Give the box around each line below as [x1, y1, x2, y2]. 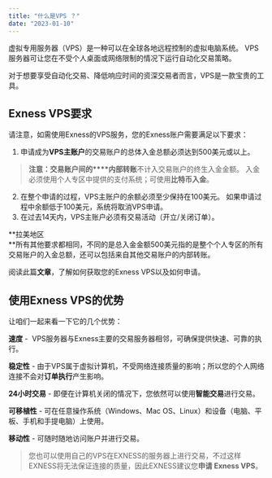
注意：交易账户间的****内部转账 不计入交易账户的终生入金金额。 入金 [28, 164, 261, 174]
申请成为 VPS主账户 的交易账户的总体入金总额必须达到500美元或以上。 [19, 147, 255, 157]
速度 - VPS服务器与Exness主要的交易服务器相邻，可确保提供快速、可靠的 [8, 334, 256, 344]
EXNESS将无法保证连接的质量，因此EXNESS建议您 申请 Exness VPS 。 [28, 461, 263, 471]
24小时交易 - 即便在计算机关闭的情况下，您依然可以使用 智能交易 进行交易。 [8, 388, 260, 399]
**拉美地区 [8, 230, 45, 239]
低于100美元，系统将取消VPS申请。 [48, 202, 168, 212]
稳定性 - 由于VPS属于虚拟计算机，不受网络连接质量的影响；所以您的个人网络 [8, 362, 265, 371]
